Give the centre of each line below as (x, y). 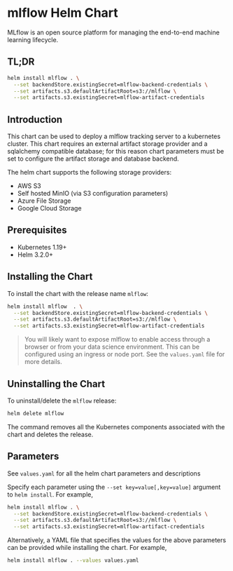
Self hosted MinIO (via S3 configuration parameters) (93, 194)
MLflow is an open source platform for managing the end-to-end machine (114, 32)
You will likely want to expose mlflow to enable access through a (117, 340)
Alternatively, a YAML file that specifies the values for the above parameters (116, 540)
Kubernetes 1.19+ (42, 247)
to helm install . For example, (50, 494)
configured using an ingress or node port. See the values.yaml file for (125, 354)
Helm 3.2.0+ (35, 255)
